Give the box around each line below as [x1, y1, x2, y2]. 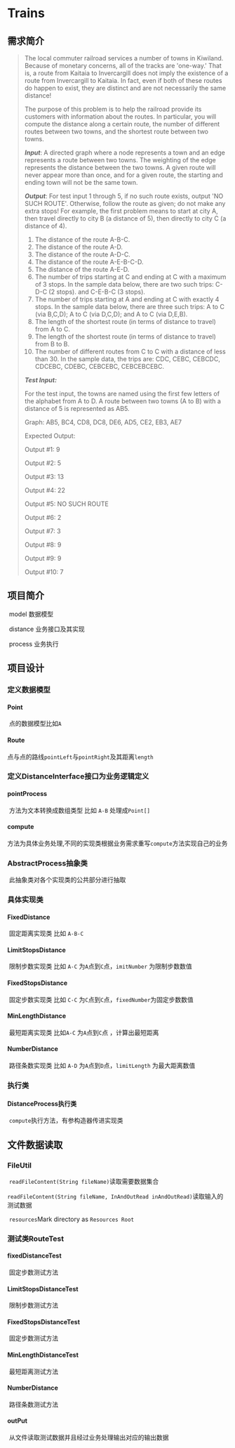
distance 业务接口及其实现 [8, 625, 86, 633]
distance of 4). [24, 222, 67, 230]
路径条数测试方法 [8, 1400, 58, 1409]
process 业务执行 [8, 639, 59, 648]
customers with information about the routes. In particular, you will [24, 112, 216, 121]
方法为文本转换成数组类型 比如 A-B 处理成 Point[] [8, 806, 151, 814]
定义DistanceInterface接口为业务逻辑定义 [7, 771, 149, 781]
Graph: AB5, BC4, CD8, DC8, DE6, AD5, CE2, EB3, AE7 [24, 418, 182, 426]
